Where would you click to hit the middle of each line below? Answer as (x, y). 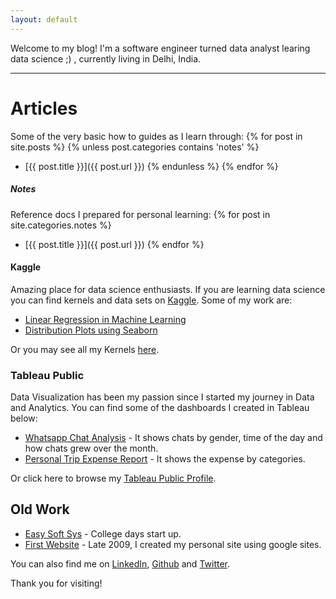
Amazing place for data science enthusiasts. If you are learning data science (168, 289)
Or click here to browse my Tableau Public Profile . (113, 478)
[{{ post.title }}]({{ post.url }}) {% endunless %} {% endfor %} (151, 166)
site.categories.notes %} (61, 225)
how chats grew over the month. (91, 448)
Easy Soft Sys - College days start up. (103, 533)
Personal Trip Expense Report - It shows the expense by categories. (165, 459)
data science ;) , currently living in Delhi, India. (106, 58)
